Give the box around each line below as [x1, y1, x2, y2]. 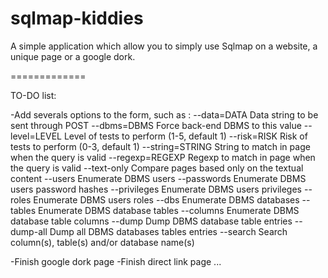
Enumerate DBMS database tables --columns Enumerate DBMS [37, 204, 300, 216]
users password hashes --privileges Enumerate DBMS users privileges [10, 183, 302, 195]
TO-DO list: [10, 89, 57, 101]
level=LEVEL [10, 130, 63, 142]
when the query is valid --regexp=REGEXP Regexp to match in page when [10, 151, 316, 163]
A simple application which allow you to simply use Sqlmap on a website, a [10, 40, 318, 52]
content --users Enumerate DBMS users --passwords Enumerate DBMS [10, 172, 307, 184]
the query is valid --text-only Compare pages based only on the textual [10, 162, 304, 174]
